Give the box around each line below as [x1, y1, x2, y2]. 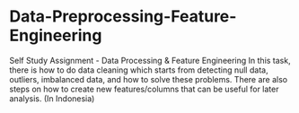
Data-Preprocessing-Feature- [9, 6, 237, 27]
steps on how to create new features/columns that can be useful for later [9, 83, 279, 94]
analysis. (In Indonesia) [9, 92, 95, 104]
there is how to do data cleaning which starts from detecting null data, [9, 65, 268, 75]
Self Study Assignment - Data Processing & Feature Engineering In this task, [9, 55, 291, 65]
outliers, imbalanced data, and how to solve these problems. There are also [9, 74, 288, 84]
